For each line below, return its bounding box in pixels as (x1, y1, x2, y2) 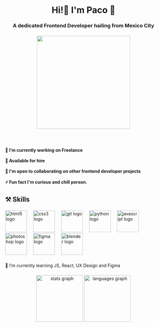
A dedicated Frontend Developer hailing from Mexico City (12, 22, 155, 29)
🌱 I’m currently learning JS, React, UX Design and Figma (5, 262, 121, 268)
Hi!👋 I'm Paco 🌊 (51, 4, 116, 16)
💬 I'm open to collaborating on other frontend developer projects (5, 168, 141, 174)
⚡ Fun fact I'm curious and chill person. (5, 179, 88, 185)
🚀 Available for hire (5, 157, 45, 163)
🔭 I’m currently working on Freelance (5, 147, 83, 153)
